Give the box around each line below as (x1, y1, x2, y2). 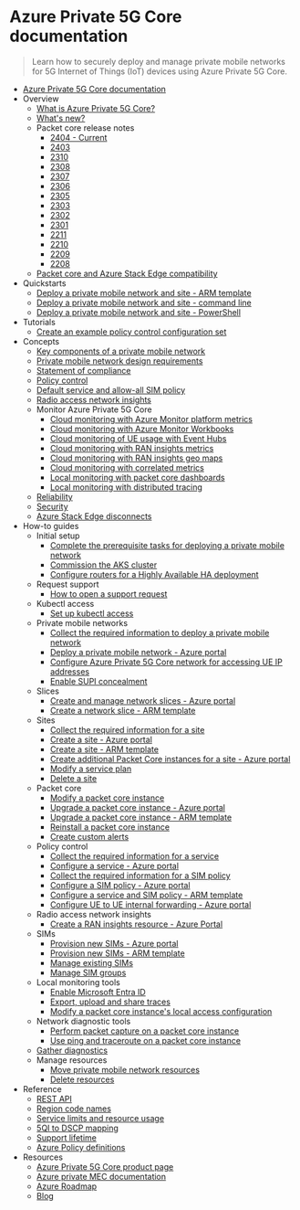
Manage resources (36, 1054, 108, 1066)
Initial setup (36, 530, 80, 541)
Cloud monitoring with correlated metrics (49, 462, 205, 472)
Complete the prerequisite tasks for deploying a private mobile (49, 539, 285, 550)
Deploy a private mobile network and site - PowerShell (36, 306, 242, 317)
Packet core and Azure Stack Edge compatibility (36, 268, 218, 279)
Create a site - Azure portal (49, 734, 153, 745)
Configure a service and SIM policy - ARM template (49, 889, 243, 900)
